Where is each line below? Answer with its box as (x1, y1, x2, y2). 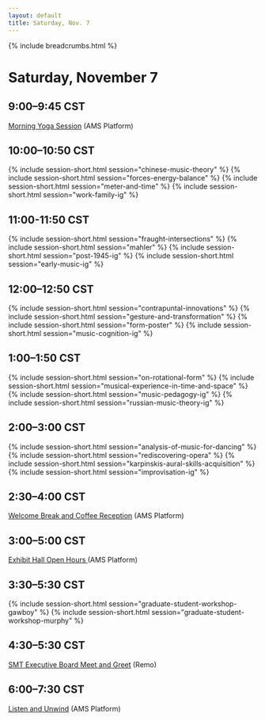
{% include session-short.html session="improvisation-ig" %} (8, 467, 210, 476)
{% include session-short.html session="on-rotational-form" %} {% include (8, 372, 255, 382)
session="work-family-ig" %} (43, 190, 139, 200)
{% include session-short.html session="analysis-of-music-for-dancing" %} (8, 441, 257, 452)
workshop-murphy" (8, 616, 73, 625)
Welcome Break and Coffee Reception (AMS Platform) (8, 511, 184, 521)
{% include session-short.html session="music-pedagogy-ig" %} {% (8, 389, 233, 399)
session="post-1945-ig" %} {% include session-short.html (43, 251, 234, 261)
